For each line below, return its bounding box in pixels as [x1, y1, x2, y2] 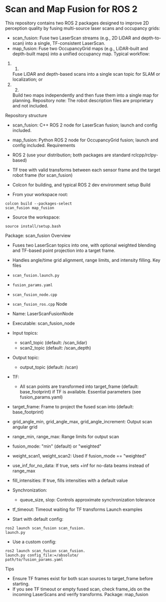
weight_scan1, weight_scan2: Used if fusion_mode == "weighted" [12, 453, 147, 459]
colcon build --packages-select [5, 201, 72, 206]
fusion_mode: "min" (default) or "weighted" [12, 443, 102, 449]
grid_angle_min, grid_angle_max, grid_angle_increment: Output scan [12, 418, 153, 424]
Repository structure [5, 112, 47, 118]
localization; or [12, 76, 43, 82]
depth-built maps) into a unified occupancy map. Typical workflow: [12, 51, 150, 57]
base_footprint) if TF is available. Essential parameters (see [19, 388, 141, 394]
